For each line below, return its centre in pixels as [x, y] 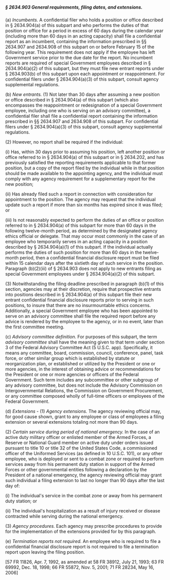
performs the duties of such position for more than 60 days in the [74, 252]
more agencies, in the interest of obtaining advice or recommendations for [83, 369]
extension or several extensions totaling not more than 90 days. [72, 422]
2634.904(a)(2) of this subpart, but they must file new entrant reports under [85, 68]
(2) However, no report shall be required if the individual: [64, 142]
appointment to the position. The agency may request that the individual [80, 199]
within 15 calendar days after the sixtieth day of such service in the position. [84, 263]
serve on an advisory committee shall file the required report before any [80, 316]
